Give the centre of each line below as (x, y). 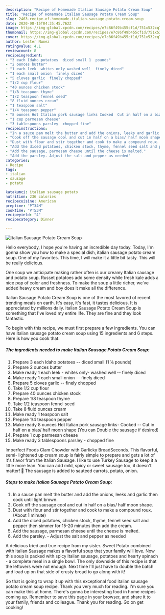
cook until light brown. (35, 500)
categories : (18, 160)
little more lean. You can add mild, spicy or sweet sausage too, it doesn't (79, 465)
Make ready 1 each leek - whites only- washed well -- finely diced (79, 372)
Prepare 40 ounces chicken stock (47, 393)
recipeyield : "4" (23, 215)
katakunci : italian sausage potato (42, 192)
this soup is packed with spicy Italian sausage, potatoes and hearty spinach (82, 556)
